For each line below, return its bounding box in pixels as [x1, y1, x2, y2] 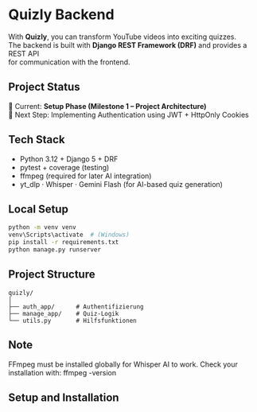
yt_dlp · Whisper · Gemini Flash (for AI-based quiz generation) [19, 179, 223, 189]
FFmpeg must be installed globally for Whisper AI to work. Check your [8, 360, 239, 369]
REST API [8, 49, 40, 58]
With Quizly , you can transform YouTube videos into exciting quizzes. [8, 32, 237, 41]
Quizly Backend [8, 6, 115, 24]
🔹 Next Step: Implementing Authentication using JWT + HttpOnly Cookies [8, 110, 249, 119]
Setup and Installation [8, 391, 119, 404]
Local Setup [8, 202, 69, 216]
